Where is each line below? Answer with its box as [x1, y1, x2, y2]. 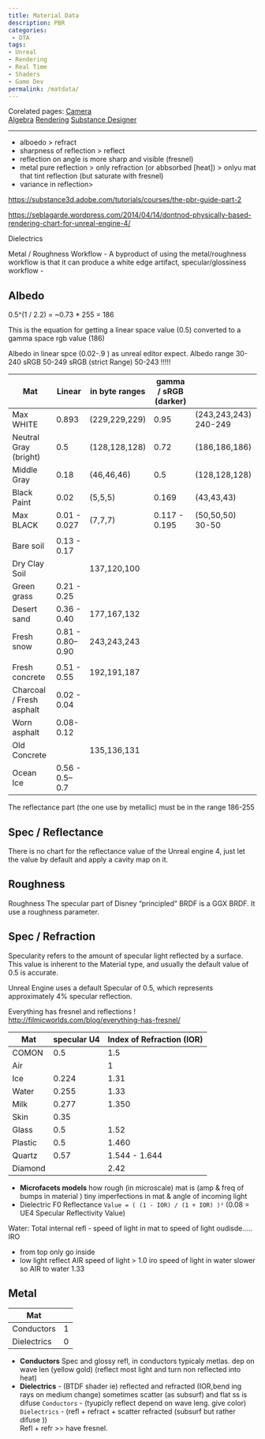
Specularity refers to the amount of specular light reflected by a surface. [8, 951, 244, 960]
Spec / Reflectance [8, 825, 104, 839]
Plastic [12, 1137, 37, 1148]
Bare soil [12, 540, 45, 551]
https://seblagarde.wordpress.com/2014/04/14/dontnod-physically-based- [8, 210, 252, 220]
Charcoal [12, 685, 46, 696]
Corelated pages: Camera [8, 107, 92, 116]
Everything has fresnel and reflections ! [8, 1006, 136, 1016]
